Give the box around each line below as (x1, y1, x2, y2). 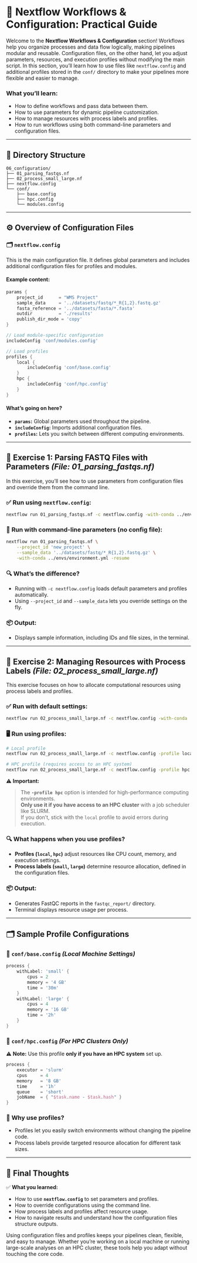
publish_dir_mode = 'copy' (16, 316, 83, 322)
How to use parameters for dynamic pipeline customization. (14, 109, 159, 116)
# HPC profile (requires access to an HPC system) (6, 761, 133, 767)
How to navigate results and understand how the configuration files (14, 1214, 178, 1221)
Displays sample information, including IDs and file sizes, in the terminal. (14, 634, 189, 641)
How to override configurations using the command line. (14, 1202, 151, 1209)
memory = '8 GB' (16, 1078, 62, 1084)
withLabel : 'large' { (16, 995, 69, 1002)
